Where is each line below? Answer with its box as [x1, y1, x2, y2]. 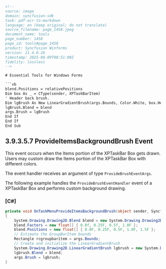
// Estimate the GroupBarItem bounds [14, 232, 92, 237]
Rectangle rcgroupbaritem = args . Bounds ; [14, 236, 100, 242]
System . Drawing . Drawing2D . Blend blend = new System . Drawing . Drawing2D [14, 218, 163, 223]
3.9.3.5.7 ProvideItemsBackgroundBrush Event [5, 137, 153, 146]
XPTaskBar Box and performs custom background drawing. [5, 185, 126, 191]
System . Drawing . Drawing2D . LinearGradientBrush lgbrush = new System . [14, 245, 161, 251]
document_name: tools [5, 32, 50, 37]
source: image [5, 8, 35, 14]
